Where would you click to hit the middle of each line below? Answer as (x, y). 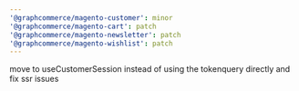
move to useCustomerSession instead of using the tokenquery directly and (150, 69)
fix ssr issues (34, 79)
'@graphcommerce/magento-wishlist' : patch (91, 43)
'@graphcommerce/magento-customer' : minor (91, 18)
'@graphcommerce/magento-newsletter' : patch (95, 35)
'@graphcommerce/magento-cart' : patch (83, 26)
